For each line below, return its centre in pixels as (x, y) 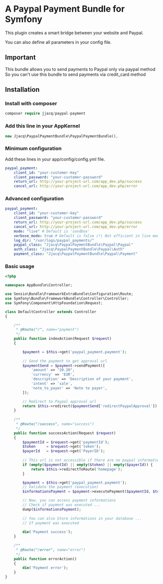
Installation (22, 90)
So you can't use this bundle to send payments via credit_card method (75, 74)
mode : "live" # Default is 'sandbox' (52, 231)
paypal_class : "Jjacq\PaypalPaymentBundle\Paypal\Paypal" (73, 245)
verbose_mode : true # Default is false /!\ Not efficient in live (82, 236)
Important (20, 58)
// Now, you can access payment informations (69, 500)
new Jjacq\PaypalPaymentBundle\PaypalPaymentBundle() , (62, 136)
